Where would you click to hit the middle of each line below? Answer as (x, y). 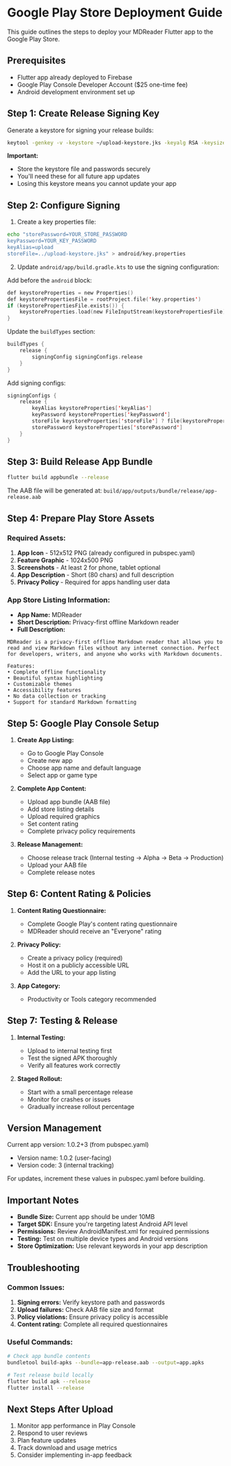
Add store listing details (61, 809)
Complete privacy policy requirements (81, 831)
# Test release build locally (51, 1375)
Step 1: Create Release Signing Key (84, 114)
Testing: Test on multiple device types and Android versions (103, 1239)
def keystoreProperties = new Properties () (70, 293)
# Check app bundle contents (49, 1357)
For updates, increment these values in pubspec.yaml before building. (106, 1178)
